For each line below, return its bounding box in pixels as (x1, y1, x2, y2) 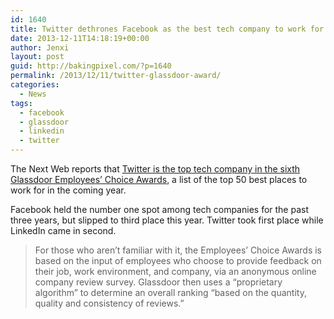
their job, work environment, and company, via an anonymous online (34, 266, 317, 277)
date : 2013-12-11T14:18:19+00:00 (10, 33, 150, 43)
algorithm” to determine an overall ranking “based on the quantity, (34, 287, 307, 298)
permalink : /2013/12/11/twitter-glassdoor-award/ (10, 71, 222, 81)
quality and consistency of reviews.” (34, 297, 185, 309)
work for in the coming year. (10, 184, 127, 196)
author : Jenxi (10, 42, 70, 53)
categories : (10, 80, 60, 90)
